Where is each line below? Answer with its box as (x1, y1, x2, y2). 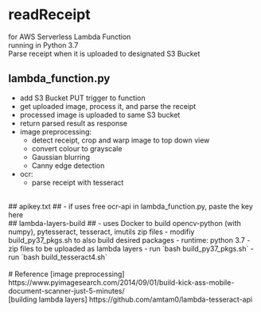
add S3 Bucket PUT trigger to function (19, 93, 146, 103)
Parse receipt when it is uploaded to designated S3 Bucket (8, 49, 201, 58)
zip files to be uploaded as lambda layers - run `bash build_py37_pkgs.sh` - (8, 244, 255, 253)
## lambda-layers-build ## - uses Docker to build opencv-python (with (8, 218, 241, 228)
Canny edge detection (31, 161, 105, 170)
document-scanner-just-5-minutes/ (8, 286, 125, 295)
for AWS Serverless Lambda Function (8, 32, 131, 41)
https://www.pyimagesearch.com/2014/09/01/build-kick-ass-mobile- (8, 277, 235, 287)
